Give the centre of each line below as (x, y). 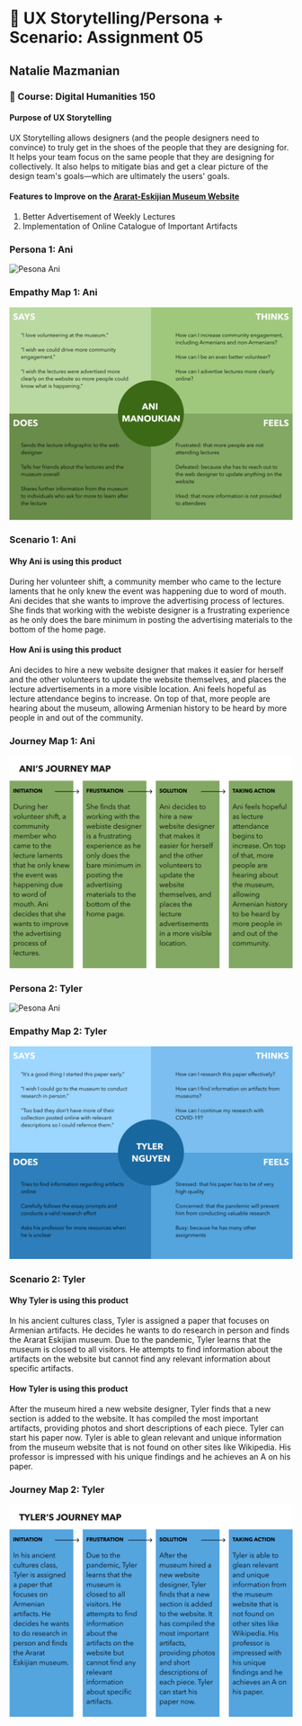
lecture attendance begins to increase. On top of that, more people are (140, 698)
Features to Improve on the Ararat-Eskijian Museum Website (124, 196)
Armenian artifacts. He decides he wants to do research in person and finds (150, 1330)
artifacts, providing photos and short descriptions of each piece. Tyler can (147, 1428)
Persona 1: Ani (41, 249)
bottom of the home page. (58, 629)
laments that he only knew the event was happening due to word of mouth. (148, 591)
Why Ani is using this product (66, 562)
